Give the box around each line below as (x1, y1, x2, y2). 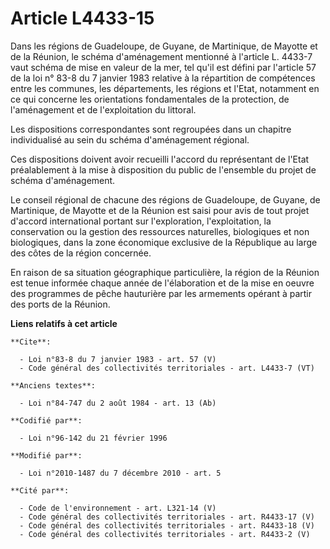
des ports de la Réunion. (10, 298, 111, 310)
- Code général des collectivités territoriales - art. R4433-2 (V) (19, 529, 311, 539)
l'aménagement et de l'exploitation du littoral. (10, 103, 197, 116)
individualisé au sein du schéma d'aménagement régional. (10, 133, 250, 146)
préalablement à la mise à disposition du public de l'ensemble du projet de (10, 163, 317, 176)
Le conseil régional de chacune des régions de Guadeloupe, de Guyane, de (10, 193, 321, 206)
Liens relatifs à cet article (10, 317, 118, 329)
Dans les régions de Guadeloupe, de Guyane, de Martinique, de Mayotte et (10, 40, 318, 52)
